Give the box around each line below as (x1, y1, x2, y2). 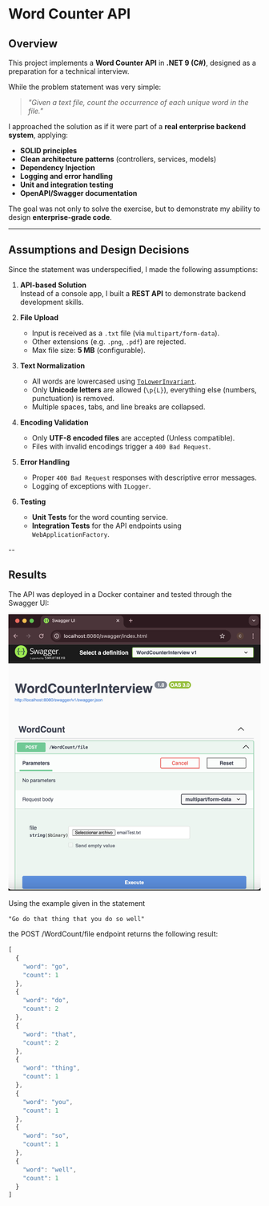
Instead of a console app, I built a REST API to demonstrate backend (19, 288, 247, 298)
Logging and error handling (19, 172, 114, 181)
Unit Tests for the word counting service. (31, 512, 168, 522)
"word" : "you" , (22, 1098, 74, 1106)
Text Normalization (19, 360, 86, 370)
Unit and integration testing (19, 180, 114, 189)
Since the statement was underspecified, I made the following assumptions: (8, 264, 259, 274)
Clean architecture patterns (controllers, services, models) (19, 154, 217, 164)
